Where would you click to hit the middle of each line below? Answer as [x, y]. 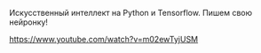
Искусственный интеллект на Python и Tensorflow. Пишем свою [131, 13]
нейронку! [29, 22]
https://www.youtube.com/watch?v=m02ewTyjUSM [104, 39]
